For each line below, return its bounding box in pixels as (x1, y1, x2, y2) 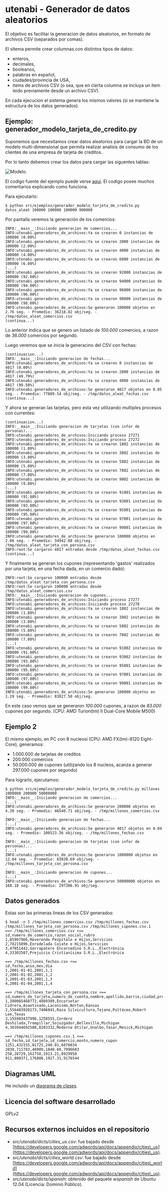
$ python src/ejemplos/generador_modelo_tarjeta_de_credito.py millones (5, 786, 160, 791)
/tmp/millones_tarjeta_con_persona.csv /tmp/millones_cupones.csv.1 (5, 924, 151, 929)
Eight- (140, 736, 153, 742)
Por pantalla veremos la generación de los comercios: (5, 216, 116, 222)
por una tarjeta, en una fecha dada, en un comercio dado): (5, 565, 125, 571)
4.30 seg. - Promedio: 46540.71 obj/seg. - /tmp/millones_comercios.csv (5, 808, 160, 813)
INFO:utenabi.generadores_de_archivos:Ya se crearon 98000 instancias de (5, 296, 162, 301)
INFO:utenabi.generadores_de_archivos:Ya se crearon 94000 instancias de (5, 279, 162, 284)
